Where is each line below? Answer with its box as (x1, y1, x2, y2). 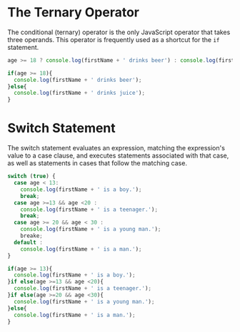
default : (14, 239, 43, 246)
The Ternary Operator (7, 4, 139, 21)
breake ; (20, 232, 43, 239)
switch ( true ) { (7, 172, 56, 180)
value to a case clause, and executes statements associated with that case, (7, 151, 229, 160)
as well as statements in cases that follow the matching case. (7, 159, 188, 167)
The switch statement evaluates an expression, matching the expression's (7, 144, 225, 152)
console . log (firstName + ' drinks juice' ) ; (14, 90, 145, 97)
